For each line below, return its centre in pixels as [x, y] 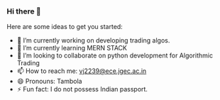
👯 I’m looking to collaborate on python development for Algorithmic [115, 55]
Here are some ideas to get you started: [65, 27]
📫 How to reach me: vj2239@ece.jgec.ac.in [82, 71]
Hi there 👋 [24, 11]
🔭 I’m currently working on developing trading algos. [93, 40]
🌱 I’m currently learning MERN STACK [72, 48]
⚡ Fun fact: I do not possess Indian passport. [82, 89]
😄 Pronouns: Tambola [49, 82]
